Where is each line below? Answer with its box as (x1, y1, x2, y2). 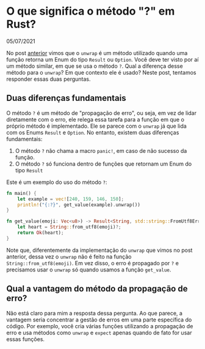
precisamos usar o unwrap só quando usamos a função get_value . (6, 266, 171, 273)
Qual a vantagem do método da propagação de (6, 284, 188, 294)
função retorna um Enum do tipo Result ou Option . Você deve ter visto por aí (6, 56, 199, 63)
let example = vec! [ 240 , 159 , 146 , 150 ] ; (17, 196, 124, 202)
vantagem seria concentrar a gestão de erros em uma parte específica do (6, 316, 192, 323)
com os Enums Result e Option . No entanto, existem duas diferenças (6, 128, 179, 136)
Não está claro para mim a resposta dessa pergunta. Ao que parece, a (6, 309, 183, 317)
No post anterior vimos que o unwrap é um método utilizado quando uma (6, 49, 188, 56)
